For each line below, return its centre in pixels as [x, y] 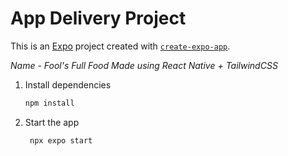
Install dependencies [68, 84]
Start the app [52, 122]
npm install [49, 103]
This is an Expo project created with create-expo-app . [120, 46]
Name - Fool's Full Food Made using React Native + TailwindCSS [144, 65]
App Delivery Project [98, 18]
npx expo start [61, 140]
